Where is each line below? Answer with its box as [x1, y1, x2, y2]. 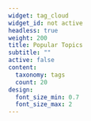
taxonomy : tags [15, 71, 66, 79]
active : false [8, 57, 55, 64]
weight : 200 [8, 33, 47, 42]
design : [8, 85, 34, 94]
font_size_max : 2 [15, 100, 73, 108]
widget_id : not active [8, 19, 83, 27]
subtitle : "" [8, 49, 51, 57]
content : [8, 64, 37, 72]
